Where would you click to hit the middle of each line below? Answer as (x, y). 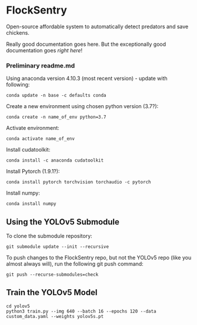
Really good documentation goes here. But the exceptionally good (86, 44)
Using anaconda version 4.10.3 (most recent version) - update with (87, 78)
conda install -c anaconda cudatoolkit (55, 160)
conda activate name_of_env (41, 139)
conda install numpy (31, 204)
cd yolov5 (18, 306)
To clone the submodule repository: (49, 236)
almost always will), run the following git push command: (75, 264)
